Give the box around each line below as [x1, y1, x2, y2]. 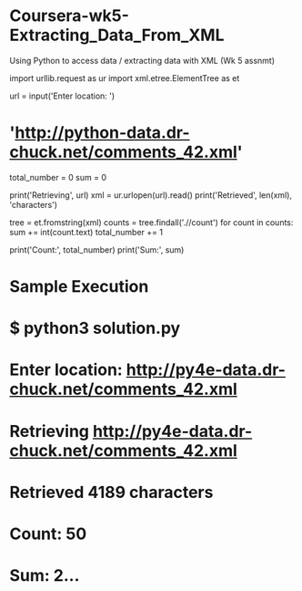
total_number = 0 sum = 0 [9, 171, 107, 182]
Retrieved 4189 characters [9, 482, 214, 503]
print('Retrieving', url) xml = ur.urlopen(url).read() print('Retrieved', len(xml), [9, 189, 293, 201]
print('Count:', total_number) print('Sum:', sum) [9, 244, 185, 255]
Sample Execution [9, 276, 149, 297]
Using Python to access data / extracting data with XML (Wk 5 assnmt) [9, 55, 276, 66]
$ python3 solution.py [9, 318, 181, 338]
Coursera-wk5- [9, 5, 130, 26]
